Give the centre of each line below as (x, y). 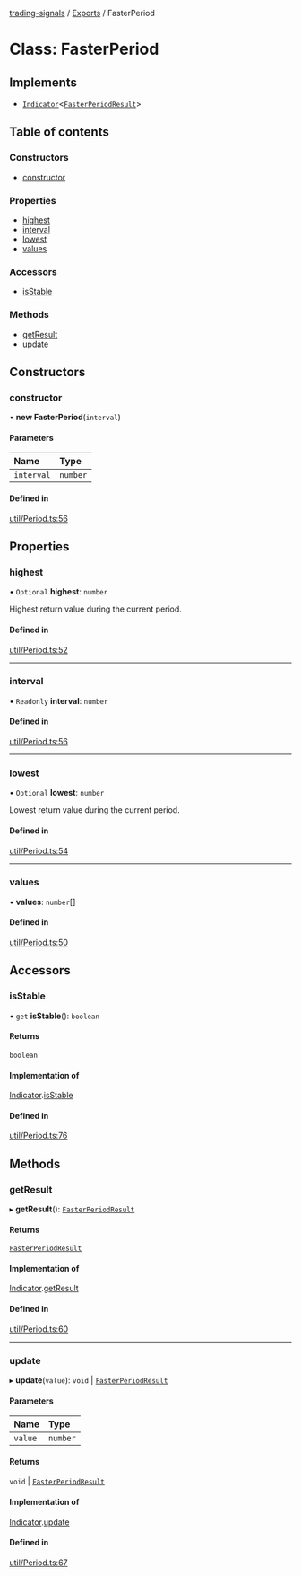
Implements (43, 82)
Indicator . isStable (41, 1096)
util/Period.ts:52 (39, 649)
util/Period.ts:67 (39, 1563)
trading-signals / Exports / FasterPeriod (82, 13)
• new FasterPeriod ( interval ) (65, 418)
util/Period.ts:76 (39, 1136)
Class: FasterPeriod (84, 49)
